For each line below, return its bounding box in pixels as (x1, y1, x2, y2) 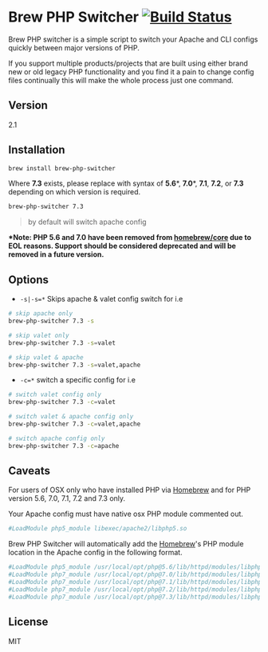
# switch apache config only (8, 434, 105, 442)
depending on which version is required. (8, 187, 141, 197)
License (8, 615, 49, 629)
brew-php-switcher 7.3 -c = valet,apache (8, 420, 141, 428)
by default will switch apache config (27, 217, 147, 227)
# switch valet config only (8, 390, 102, 399)
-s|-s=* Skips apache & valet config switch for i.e (19, 294, 183, 304)
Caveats (8, 464, 50, 478)
